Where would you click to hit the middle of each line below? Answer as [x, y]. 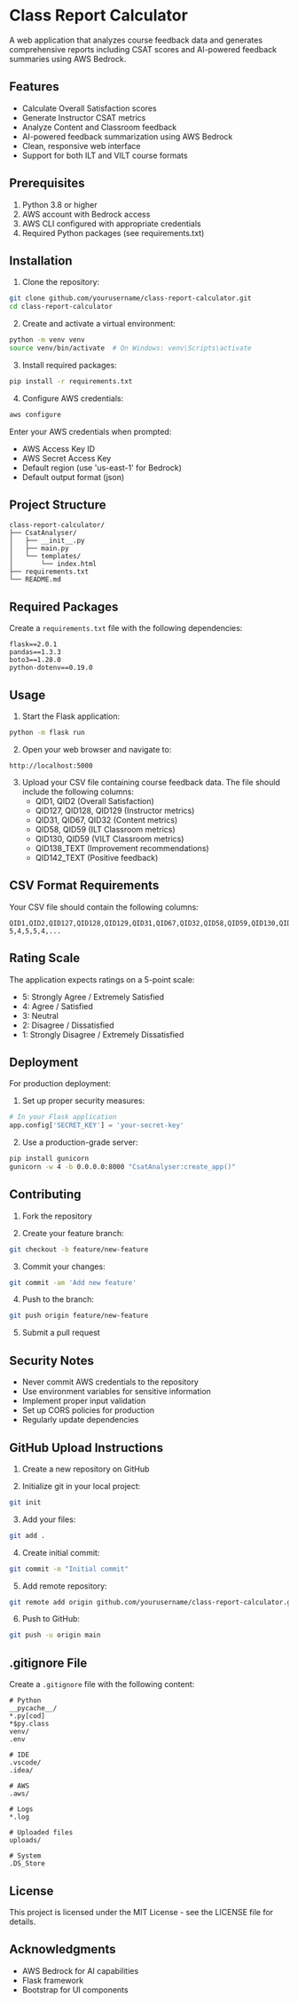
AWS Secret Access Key [67, 458]
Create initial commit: [61, 1552]
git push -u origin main [55, 1635]
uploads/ [25, 1841]
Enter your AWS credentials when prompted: [90, 431]
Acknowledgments [63, 1949]
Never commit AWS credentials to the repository [110, 1382]
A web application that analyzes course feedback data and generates [136, 40]
